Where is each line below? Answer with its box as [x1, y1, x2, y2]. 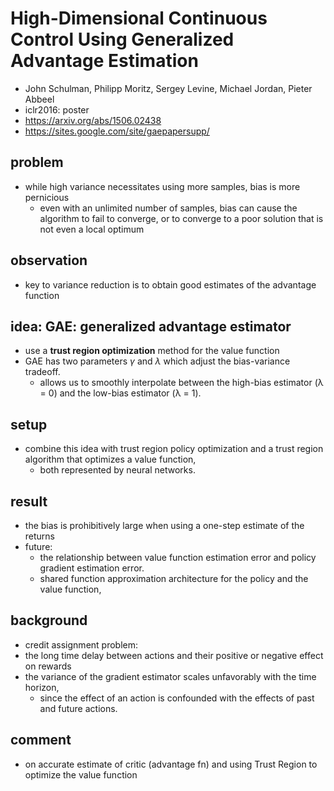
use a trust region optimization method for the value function [24, 345, 280, 357]
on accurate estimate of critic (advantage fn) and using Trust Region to [24, 758, 318, 770]
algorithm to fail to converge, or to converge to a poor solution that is [39, 212, 324, 224]
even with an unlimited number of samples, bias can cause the [39, 202, 298, 214]
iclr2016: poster [24, 103, 90, 116]
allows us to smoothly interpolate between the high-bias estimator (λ [39, 377, 324, 389]
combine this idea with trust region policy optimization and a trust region [24, 443, 324, 455]
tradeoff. [24, 366, 61, 378]
